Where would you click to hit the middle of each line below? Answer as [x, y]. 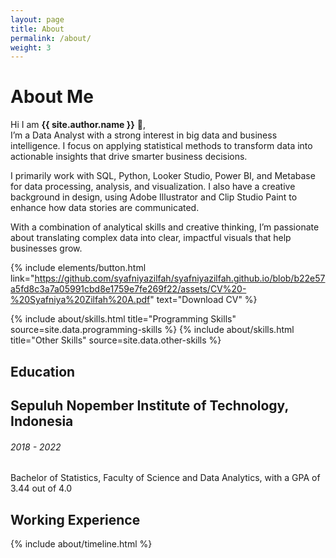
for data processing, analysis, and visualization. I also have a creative [153, 187]
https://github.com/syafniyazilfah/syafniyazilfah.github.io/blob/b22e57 [180, 278]
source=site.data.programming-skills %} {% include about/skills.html [152, 330]
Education [43, 371]
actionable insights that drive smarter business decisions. [129, 157]
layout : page [37, 19]
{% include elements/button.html [78, 268]
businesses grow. [46, 248]
